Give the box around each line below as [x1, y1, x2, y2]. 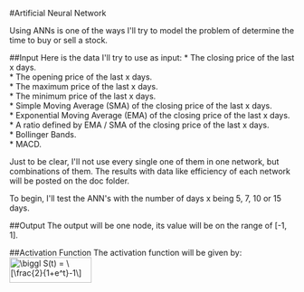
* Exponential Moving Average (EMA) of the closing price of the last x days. [9, 110, 290, 120]
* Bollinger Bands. [9, 129, 77, 139]
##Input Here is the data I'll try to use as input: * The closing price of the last [9, 52, 295, 62]
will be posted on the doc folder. [9, 175, 129, 186]
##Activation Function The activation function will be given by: [9, 248, 242, 258]
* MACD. [9, 139, 43, 149]
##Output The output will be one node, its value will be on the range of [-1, [9, 221, 288, 231]
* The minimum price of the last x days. [9, 90, 157, 101]
